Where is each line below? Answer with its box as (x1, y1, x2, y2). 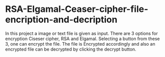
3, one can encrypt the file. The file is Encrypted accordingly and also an (5, 41, 155, 47)
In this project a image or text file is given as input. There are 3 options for (5, 30, 158, 36)
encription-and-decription (5, 14, 118, 25)
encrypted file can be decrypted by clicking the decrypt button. (5, 46, 136, 52)
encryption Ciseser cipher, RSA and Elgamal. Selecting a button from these (5, 36, 160, 42)
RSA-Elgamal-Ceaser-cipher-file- (5, 3, 148, 15)
